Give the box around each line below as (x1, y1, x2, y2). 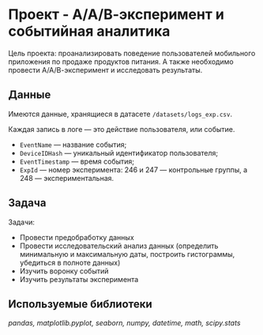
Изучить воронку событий (19, 266, 109, 276)
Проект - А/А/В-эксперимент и (8, 6, 225, 24)
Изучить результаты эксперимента (19, 274, 139, 284)
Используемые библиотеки (8, 297, 152, 311)
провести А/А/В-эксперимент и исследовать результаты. (8, 65, 203, 74)
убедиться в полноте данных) (19, 258, 121, 267)
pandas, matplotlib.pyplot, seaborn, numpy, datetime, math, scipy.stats (8, 318, 241, 328)
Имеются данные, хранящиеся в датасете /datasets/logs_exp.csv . (8, 109, 233, 119)
